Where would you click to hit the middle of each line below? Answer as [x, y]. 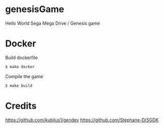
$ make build [19, 86]
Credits [21, 106]
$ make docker [20, 67]
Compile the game [24, 76]
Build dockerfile [21, 57]
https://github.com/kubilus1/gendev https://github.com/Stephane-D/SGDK [82, 120]
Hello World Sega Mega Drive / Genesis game [53, 23]
